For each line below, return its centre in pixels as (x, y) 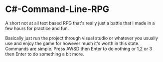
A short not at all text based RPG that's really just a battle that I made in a (80, 23)
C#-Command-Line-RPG (57, 9)
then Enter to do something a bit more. (45, 54)
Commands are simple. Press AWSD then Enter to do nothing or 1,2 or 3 (79, 48)
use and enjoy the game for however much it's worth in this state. (72, 43)
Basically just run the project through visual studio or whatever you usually (82, 38)
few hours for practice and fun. (37, 28)
